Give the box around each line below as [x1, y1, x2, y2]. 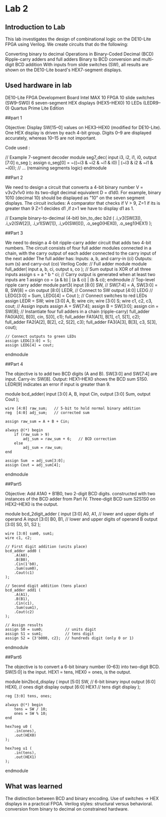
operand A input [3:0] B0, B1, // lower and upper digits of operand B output [5, 516, 158, 522]
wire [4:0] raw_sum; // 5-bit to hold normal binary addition [5, 406, 141, 411]
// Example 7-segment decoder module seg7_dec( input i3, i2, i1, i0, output [5, 154, 157, 160]
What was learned [5, 782, 63, 791]
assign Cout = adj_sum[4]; [5, 462, 61, 467]
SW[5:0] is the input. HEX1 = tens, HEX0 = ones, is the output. [5, 669, 131, 675]
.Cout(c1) [14, 570, 35, 575]
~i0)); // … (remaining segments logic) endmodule [5, 165, 107, 171]
